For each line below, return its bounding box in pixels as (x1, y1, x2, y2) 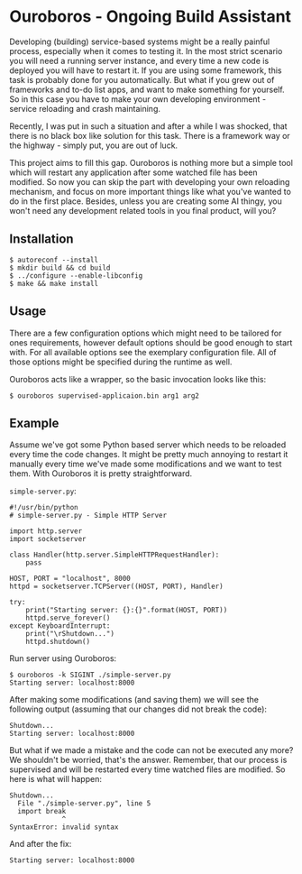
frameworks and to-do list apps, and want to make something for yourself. (9, 84, 286, 95)
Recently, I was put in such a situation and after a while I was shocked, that (9, 120, 288, 132)
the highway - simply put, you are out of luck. (9, 140, 178, 151)
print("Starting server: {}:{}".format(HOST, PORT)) (25, 606, 228, 615)
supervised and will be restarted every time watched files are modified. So (9, 764, 286, 775)
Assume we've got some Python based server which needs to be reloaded (9, 439, 287, 450)
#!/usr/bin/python (9, 503, 78, 512)
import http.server (9, 527, 83, 536)
